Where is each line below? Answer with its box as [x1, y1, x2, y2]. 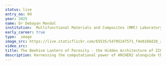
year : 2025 [5, 16, 28, 21]
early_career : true [5, 30, 45, 35]
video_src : [5, 43, 28, 48]
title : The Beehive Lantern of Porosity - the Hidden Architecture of [5, 48, 154, 53]
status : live [5, 7, 32, 12]
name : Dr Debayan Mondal [5, 21, 56, 26]
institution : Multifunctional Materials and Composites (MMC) [5, 25, 138, 30]
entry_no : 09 [5, 12, 32, 17]
